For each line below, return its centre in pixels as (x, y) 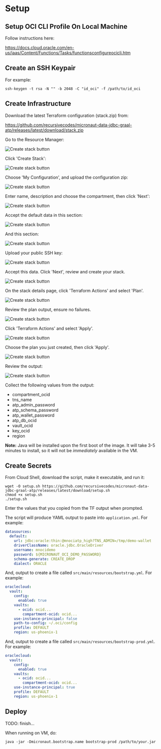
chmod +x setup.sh (24, 495)
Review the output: (24, 366)
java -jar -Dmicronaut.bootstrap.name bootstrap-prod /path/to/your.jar (80, 742)
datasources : (18, 532)
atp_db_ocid (24, 420)
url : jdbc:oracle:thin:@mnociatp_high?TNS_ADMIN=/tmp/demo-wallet (83, 541)
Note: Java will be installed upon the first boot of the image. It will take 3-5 (80, 445)
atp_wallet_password (33, 415)
